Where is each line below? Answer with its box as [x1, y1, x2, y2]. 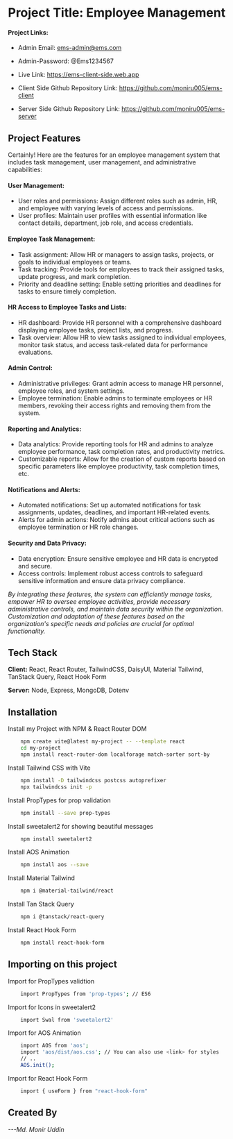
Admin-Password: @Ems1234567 [17, 57, 114, 65]
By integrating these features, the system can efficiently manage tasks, [8, 590, 213, 598]
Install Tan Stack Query [8, 900, 75, 909]
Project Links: [8, 28, 49, 36]
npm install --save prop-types [20, 809, 111, 816]
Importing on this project [8, 959, 117, 970]
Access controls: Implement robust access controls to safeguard [17, 569, 203, 577]
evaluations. [17, 348, 53, 356]
